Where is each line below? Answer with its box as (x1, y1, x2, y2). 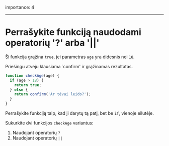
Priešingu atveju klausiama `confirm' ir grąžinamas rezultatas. (5, 63, 133, 69)
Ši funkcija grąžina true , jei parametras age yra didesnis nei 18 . (5, 54, 135, 60)
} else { (10, 87, 28, 92)
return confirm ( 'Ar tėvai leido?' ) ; (14, 92, 92, 97)
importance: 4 (5, 5, 35, 10)
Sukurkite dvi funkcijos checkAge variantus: (5, 120, 94, 126)
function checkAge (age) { (5, 73, 59, 78)
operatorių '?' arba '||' (5, 37, 100, 49)
